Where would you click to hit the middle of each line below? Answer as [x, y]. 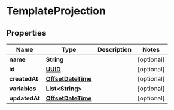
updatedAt [25, 98]
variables [23, 89]
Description [115, 50]
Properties [26, 33]
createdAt [24, 79]
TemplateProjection [56, 11]
